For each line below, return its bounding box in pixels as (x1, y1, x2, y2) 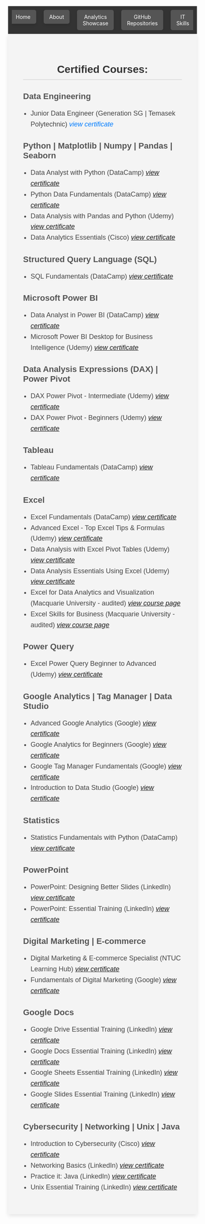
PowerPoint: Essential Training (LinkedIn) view (31, 904, 170, 913)
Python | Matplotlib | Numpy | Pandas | (23, 141, 173, 151)
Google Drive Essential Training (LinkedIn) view (31, 1025, 173, 1034)
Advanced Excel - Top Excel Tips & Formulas (31, 524, 165, 532)
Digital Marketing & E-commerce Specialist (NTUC (31, 954, 182, 963)
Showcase (82, 20, 108, 26)
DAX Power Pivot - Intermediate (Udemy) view (31, 392, 170, 401)
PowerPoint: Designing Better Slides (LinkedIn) (31, 883, 171, 891)
